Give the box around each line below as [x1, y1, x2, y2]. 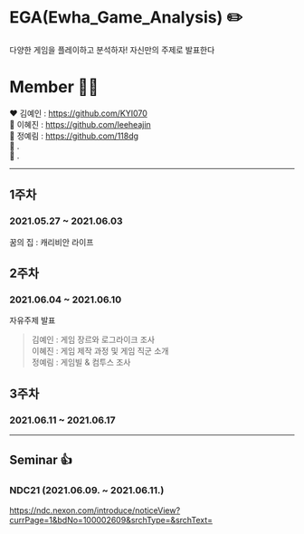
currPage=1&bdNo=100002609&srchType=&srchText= [9, 514, 213, 525]
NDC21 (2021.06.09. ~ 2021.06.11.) [9, 484, 165, 497]
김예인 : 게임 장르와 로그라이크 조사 [31, 334, 156, 345]
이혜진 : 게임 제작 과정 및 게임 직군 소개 [31, 346, 169, 357]
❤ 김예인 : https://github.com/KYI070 [9, 108, 147, 119]
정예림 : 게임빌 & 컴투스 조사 [31, 357, 131, 367]
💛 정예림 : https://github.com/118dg [9, 130, 138, 141]
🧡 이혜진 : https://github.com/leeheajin [9, 119, 151, 129]
